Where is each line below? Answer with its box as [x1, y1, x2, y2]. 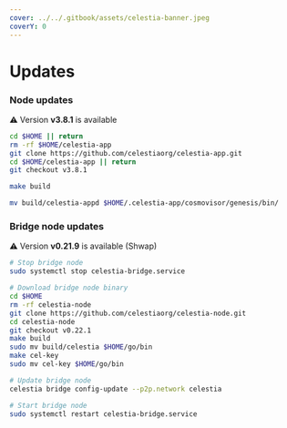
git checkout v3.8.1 [9, 166, 88, 175]
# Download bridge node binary [9, 283, 128, 292]
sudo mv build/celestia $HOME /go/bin [9, 342, 153, 352]
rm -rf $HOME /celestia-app [9, 140, 112, 149]
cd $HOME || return [9, 131, 84, 141]
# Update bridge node [9, 375, 92, 385]
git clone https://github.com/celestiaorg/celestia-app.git [9, 148, 243, 158]
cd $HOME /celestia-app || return [9, 157, 137, 167]
